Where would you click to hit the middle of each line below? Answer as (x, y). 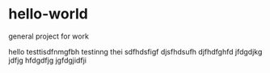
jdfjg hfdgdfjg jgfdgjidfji (48, 60)
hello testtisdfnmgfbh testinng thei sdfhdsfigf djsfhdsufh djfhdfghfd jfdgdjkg (135, 51)
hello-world (49, 14)
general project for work (49, 36)
